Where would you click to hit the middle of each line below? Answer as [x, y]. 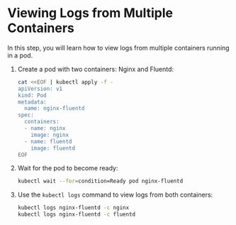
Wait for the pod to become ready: [68, 168]
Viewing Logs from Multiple [90, 13]
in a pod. [20, 55]
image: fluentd [53, 148]
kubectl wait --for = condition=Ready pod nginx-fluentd [100, 181]
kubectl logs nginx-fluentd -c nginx [73, 208]
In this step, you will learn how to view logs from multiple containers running [118, 48]
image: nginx [50, 135]
